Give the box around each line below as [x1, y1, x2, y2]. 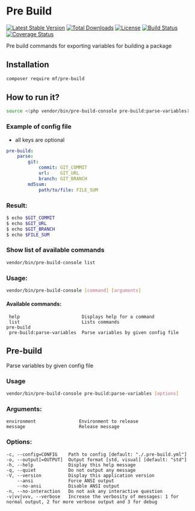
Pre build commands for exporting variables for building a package [6, 42, 172, 49]
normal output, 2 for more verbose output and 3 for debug [6, 498, 158, 505]
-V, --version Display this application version [6, 472, 155, 478]
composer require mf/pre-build [6, 75, 85, 82]
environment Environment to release [6, 418, 138, 425]
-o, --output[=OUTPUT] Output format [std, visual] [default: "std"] [6, 456, 187, 463]
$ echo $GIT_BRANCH [6, 226, 55, 232]
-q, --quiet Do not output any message [6, 467, 136, 473]
